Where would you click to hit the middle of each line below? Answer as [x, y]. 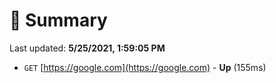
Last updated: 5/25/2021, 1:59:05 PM [87, 48]
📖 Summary [58, 20]
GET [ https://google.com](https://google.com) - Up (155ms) [145, 67]
